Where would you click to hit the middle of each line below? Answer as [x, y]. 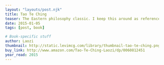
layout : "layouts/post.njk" [34, 10]
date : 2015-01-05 [23, 23]
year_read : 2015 [21, 55]
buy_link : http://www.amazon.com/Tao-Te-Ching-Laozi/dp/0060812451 [75, 50]
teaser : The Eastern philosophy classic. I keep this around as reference [83, 19]
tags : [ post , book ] [25, 28]
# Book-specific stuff [28, 37]
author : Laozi [20, 41]
